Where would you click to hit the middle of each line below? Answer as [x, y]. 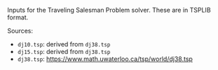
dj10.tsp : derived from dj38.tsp [64, 44]
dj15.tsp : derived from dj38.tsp [64, 52]
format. [18, 17]
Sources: [20, 31]
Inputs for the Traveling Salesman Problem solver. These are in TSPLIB [109, 10]
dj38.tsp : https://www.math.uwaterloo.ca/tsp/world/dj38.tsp [105, 59]
